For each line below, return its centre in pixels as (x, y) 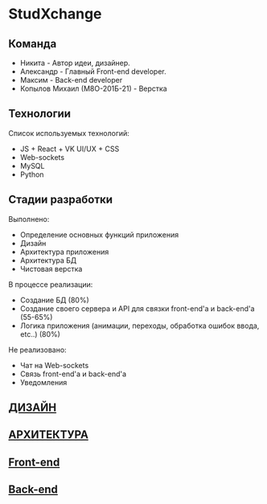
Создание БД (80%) (55, 300)
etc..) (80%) (40, 334)
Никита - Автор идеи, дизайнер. (75, 63)
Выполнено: (29, 219)
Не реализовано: (37, 350)
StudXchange (55, 14)
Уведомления (43, 382)
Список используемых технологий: (69, 133)
